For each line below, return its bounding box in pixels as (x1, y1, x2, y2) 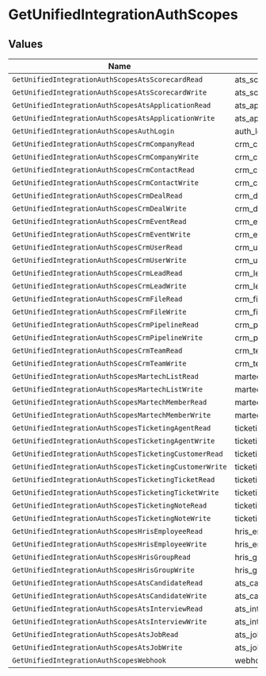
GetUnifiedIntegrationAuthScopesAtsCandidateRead (12, 578, 203, 587)
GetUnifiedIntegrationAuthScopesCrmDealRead (12, 191, 183, 200)
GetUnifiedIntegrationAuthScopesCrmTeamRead (12, 346, 183, 355)
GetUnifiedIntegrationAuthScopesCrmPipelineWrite (12, 334, 203, 342)
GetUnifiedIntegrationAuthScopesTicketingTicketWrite (12, 489, 219, 497)
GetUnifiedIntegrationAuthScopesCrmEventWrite (12, 230, 192, 239)
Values (8, 37, 44, 51)
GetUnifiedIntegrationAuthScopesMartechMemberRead (12, 398, 207, 407)
